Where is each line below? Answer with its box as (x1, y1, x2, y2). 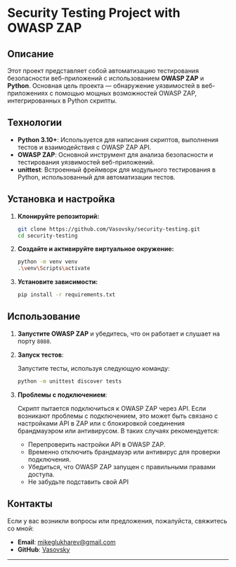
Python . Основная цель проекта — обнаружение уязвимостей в (7, 82, 200, 89)
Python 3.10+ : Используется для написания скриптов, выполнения (17, 135, 219, 144)
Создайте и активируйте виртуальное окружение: (17, 245, 174, 253)
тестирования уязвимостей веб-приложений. (17, 158, 155, 166)
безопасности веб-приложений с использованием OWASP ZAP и (7, 74, 204, 82)
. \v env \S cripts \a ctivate (17, 265, 91, 272)
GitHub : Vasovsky (17, 545, 70, 554)
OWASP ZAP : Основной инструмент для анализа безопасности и (17, 150, 214, 159)
